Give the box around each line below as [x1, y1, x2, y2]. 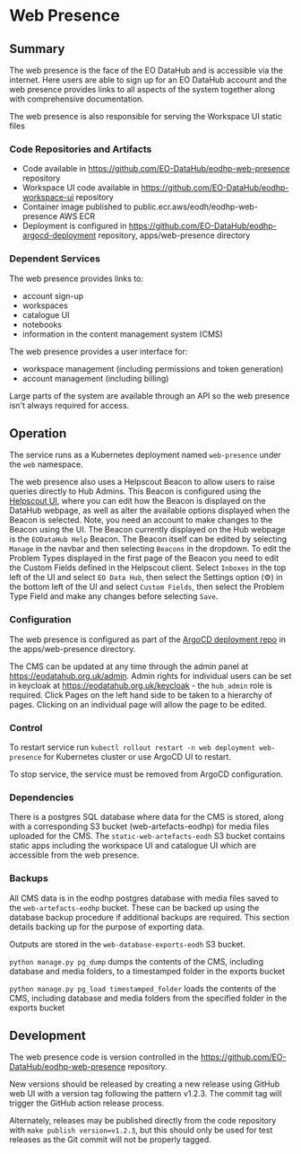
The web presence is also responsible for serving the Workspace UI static [9, 111, 282, 121]
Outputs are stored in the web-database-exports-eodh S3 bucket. [9, 938, 246, 949]
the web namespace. [9, 459, 83, 470]
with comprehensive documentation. [9, 93, 145, 104]
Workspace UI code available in [21, 182, 140, 193]
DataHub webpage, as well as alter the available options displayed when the [9, 505, 290, 516]
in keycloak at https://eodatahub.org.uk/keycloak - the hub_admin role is [9, 680, 273, 691]
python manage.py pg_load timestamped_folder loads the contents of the [9, 982, 277, 993]
